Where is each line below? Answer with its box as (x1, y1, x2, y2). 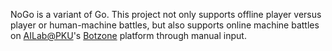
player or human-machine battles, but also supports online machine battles (10, 19, 320, 31)
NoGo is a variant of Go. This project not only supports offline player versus (10, 9, 322, 20)
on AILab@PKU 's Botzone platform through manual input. (10, 30, 247, 41)
